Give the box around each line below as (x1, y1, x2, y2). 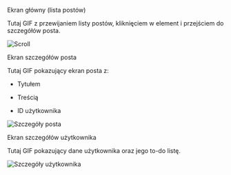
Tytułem (17, 80, 41, 88)
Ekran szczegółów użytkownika (7, 134, 97, 141)
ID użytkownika (17, 107, 61, 114)
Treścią (17, 93, 39, 101)
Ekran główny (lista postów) (7, 6, 86, 14)
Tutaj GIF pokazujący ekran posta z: (7, 67, 109, 74)
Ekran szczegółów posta (7, 53, 77, 61)
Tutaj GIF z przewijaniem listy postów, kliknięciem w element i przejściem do (7, 19, 224, 27)
